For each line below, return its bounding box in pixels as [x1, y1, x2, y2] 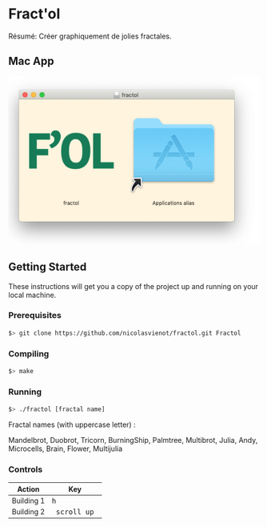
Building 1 [11, 496, 46, 505]
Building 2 [11, 507, 46, 517]
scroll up [55, 508, 94, 517]
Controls [8, 464, 43, 475]
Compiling [8, 348, 50, 359]
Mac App [8, 54, 54, 68]
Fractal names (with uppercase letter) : [8, 420, 136, 429]
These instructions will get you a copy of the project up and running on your [8, 281, 258, 291]
